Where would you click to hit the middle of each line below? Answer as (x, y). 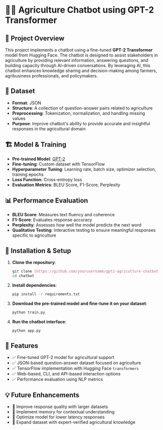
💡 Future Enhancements (42, 395)
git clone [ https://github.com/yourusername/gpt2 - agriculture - (78, 271)
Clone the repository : (34, 262)
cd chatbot (23, 276)
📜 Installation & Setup (38, 251)
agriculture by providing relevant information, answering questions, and (77, 60)
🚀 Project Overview (35, 38)
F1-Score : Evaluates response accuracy (52, 220)
